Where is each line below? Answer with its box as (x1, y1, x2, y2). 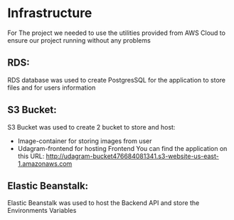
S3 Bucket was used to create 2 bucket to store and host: (7, 122, 176, 131)
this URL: (17, 152, 45, 160)
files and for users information (7, 83, 96, 92)
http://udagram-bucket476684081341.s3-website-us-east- (46, 152, 219, 160)
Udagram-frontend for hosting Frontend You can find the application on (17, 144, 228, 152)
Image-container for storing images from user (17, 137, 152, 145)
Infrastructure (7, 5, 92, 21)
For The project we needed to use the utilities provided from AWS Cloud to (7, 28, 226, 37)
